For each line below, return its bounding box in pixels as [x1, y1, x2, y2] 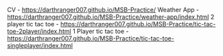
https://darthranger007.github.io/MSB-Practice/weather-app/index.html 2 [7, 13, 215, 21]
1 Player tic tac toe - [72, 27, 129, 35]
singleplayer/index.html [7, 42, 73, 49]
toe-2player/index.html [7, 27, 71, 35]
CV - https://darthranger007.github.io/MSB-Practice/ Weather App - [7, 6, 200, 13]
